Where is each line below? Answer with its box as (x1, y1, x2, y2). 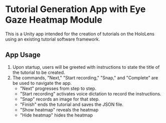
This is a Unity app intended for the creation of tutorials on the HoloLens (5, 31, 154, 37)
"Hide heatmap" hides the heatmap (20, 112, 93, 118)
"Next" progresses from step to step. (20, 85, 97, 91)
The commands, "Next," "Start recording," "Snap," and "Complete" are (12, 74, 158, 81)
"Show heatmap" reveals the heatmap (20, 106, 99, 112)
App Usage (5, 51, 41, 59)
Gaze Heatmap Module (5, 14, 103, 26)
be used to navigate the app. (12, 80, 72, 86)
